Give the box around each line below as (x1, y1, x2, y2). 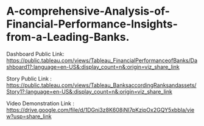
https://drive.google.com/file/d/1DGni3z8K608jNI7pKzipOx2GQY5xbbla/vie (6, 106, 195, 113)
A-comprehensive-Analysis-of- (6, 4, 171, 18)
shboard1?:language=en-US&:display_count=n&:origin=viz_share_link (6, 63, 180, 71)
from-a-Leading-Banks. (6, 30, 130, 44)
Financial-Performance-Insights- (6, 17, 178, 31)
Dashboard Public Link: (6, 50, 65, 57)
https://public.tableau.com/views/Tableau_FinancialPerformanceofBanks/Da (6, 57, 198, 64)
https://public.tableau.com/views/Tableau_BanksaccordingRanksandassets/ (6, 81, 197, 89)
